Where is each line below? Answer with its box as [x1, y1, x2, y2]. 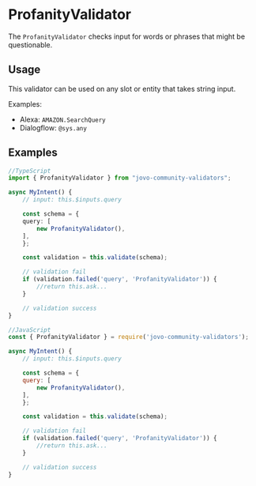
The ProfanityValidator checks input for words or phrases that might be [8, 32, 246, 41]
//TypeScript [8, 167, 51, 175]
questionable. [8, 40, 53, 49]
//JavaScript [8, 326, 51, 333]
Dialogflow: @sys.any [19, 122, 87, 132]
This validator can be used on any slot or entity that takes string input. [8, 84, 236, 93]
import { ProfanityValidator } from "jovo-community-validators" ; [8, 174, 232, 183]
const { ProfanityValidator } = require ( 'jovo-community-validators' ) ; [8, 333, 249, 341]
